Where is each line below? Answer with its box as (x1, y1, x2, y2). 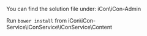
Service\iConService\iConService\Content (6, 24, 112, 31)
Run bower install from (6, 17, 67, 24)
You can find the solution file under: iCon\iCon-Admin (6, 5, 141, 12)
